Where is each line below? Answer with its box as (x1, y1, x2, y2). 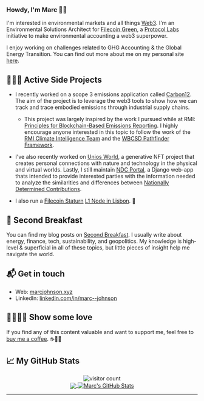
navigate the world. (6, 250, 55, 257)
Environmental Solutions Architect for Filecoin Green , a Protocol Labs (6, 26, 179, 33)
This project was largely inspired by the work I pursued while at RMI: (24, 116, 195, 123)
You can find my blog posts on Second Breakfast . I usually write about (6, 231, 182, 238)
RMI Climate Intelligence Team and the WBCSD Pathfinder (24, 135, 170, 142)
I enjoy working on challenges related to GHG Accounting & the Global (6, 44, 182, 51)
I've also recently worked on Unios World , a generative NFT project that (15, 153, 195, 161)
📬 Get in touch (6, 269, 65, 279)
